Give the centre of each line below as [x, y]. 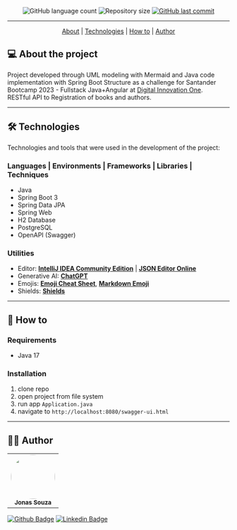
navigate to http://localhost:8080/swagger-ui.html [93, 411]
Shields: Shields [41, 291]
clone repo [33, 389]
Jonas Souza [33, 502]
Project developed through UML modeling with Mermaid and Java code [111, 75]
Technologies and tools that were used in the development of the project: [114, 147]
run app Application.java [55, 404]
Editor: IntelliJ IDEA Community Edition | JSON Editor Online [107, 269]
